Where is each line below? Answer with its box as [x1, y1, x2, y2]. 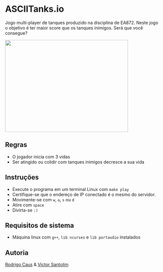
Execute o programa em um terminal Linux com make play [12, 186, 129, 192]
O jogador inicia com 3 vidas [12, 154, 70, 160]
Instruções [5, 173, 39, 182]
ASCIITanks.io [5, 3, 64, 15]
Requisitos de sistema [5, 221, 74, 229]
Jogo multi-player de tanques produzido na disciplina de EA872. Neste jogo [5, 20, 159, 26]
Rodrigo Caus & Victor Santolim [5, 262, 69, 268]
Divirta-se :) [12, 207, 38, 213]
